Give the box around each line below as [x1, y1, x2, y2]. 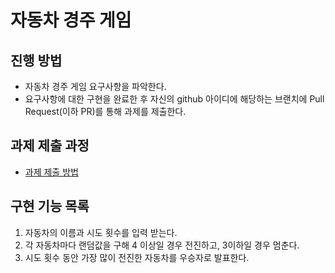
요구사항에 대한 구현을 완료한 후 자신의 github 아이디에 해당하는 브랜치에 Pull [24, 93, 325, 105]
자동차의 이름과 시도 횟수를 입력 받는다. [24, 226, 178, 238]
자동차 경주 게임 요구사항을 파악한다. [24, 81, 167, 92]
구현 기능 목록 [10, 198, 90, 215]
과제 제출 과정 [10, 137, 90, 155]
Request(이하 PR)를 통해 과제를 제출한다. [24, 106, 187, 117]
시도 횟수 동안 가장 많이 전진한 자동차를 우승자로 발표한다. [24, 251, 250, 263]
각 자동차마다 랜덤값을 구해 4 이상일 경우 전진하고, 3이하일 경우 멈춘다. [24, 239, 300, 251]
